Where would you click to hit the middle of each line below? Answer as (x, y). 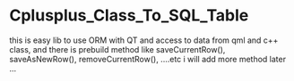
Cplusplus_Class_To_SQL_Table (129, 16)
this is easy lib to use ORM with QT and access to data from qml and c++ (144, 40)
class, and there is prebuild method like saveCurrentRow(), (117, 49)
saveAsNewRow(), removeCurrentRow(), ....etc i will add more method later (148, 59)
